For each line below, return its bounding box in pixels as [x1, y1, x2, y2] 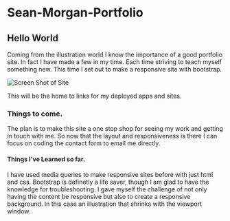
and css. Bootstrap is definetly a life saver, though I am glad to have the [7, 178, 209, 186]
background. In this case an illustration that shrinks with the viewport [7, 200, 203, 208]
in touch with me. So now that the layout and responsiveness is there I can [7, 132, 218, 140]
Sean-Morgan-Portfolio [7, 5, 143, 21]
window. [7, 207, 31, 215]
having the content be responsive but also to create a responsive [7, 192, 191, 200]
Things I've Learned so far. [7, 155, 86, 163]
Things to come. [7, 109, 63, 118]
